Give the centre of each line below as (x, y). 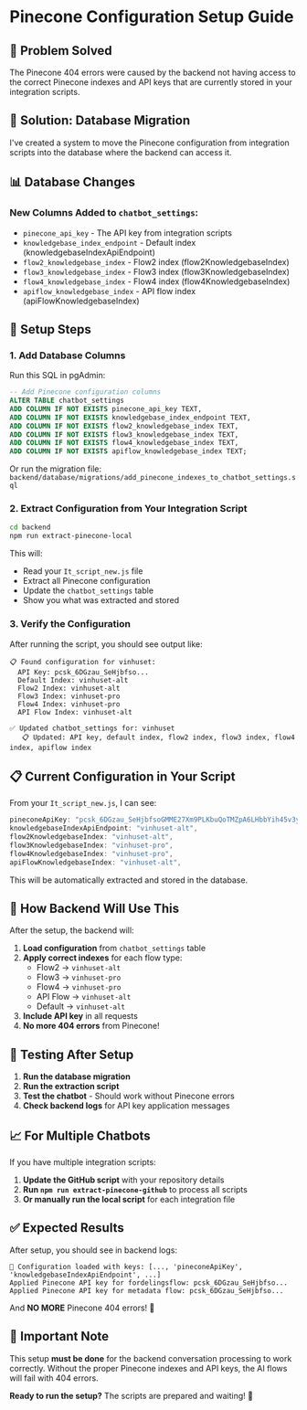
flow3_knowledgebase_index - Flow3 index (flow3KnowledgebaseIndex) (156, 271)
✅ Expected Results (67, 1228)
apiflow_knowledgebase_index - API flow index (109, 291)
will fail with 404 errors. (54, 1378)
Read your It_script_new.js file (83, 571)
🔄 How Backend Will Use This (95, 908)
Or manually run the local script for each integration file (129, 1200)
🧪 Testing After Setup (72, 1054)
